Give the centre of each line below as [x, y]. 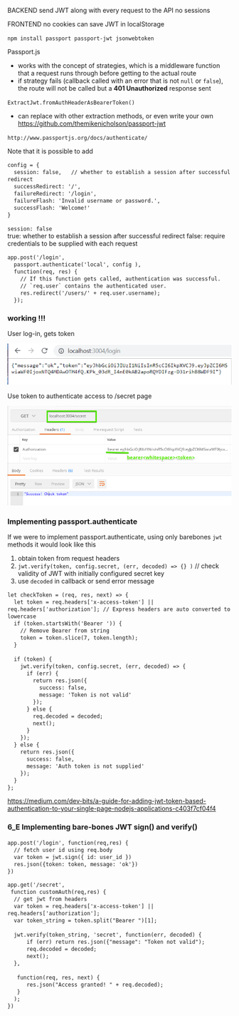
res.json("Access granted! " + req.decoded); [95, 985]
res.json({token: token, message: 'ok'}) [76, 864]
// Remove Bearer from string [65, 631]
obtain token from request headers [69, 559]
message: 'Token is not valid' [85, 695]
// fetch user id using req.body [63, 850]
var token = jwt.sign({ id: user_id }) [73, 857]
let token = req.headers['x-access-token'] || [84, 602]
